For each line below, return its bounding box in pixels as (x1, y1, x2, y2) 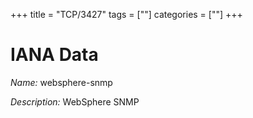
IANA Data (10, 44, 99, 66)
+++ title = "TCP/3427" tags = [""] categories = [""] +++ (10, 9, 243, 20)
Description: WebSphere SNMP (10, 95, 140, 108)
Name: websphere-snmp (10, 76, 113, 88)
